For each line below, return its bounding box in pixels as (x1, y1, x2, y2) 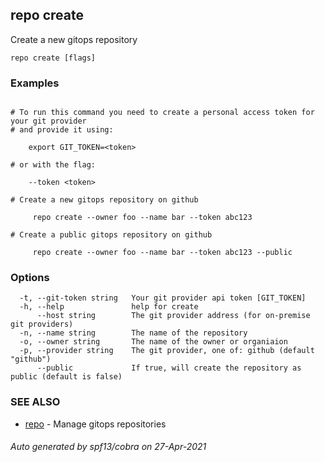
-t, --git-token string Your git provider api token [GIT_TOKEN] (19, 293, 307, 303)
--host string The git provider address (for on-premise (36, 311, 311, 321)
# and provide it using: (10, 125, 114, 135)
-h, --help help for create (19, 302, 199, 312)
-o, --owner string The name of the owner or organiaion (19, 337, 288, 347)
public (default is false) (10, 372, 123, 382)
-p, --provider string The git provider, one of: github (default (19, 346, 315, 356)
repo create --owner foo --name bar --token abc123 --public (32, 248, 293, 258)
